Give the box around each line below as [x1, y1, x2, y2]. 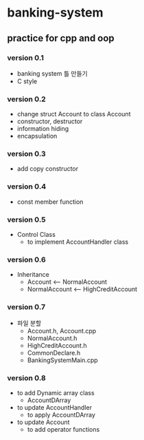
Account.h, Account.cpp [27, 326, 97, 335]
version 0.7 [7, 302, 46, 312]
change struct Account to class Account [16, 110, 131, 118]
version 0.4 [7, 182, 47, 191]
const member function [16, 198, 84, 206]
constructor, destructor [16, 117, 83, 125]
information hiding [16, 125, 69, 133]
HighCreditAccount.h [27, 341, 87, 349]
